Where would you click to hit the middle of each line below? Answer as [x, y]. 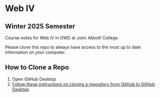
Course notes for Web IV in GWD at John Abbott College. [62, 38]
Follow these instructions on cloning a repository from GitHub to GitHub [83, 84]
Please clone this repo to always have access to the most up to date [73, 47]
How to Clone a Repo [37, 67]
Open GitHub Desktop [34, 79]
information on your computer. [35, 52]
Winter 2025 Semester [40, 26]
